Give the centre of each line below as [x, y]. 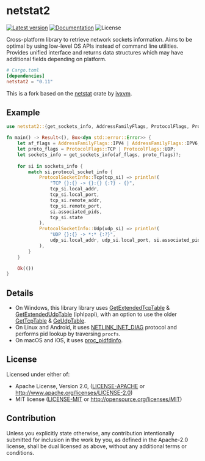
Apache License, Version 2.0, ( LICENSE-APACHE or [80, 386]
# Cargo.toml [23, 70]
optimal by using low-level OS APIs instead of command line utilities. [92, 46]
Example [23, 112]
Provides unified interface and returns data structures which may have [95, 52]
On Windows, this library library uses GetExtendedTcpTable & [92, 308]
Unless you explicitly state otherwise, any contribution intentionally [90, 433]
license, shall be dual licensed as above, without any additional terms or [97, 446]
